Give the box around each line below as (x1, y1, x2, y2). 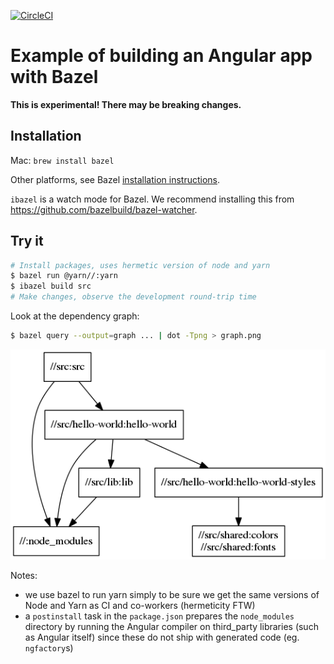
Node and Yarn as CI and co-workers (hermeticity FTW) (24, 600, 256, 612)
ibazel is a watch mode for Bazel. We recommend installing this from (10, 193, 295, 205)
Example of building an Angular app (10, 45, 313, 67)
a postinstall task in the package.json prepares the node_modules (24, 610, 295, 622)
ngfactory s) (24, 642, 74, 654)
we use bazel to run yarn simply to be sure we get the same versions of (24, 589, 320, 601)
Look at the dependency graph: (10, 310, 140, 322)
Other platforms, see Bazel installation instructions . (10, 173, 220, 185)
